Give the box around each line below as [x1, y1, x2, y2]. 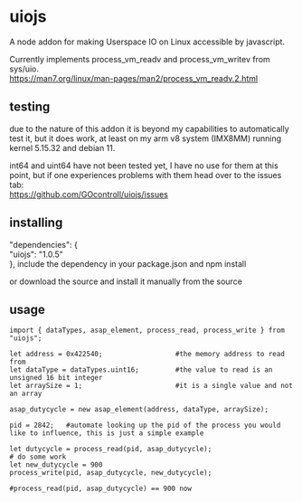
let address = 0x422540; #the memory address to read [9, 350, 285, 359]
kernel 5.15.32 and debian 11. [9, 142, 116, 153]
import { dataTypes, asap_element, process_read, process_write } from [9, 326, 285, 336]
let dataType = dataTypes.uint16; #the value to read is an [9, 365, 273, 374]
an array [9, 389, 42, 399]
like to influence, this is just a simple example [9, 429, 204, 438]
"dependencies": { [9, 239, 79, 250]
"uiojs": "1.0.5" [9, 249, 63, 260]
